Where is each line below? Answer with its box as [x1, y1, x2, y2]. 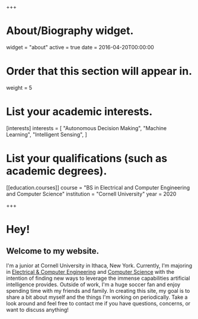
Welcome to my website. [6, 246, 100, 256]
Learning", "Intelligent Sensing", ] [6, 131, 87, 138]
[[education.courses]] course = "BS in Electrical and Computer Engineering [6, 184, 190, 191]
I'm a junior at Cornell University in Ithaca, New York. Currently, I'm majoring [6, 262, 193, 269]
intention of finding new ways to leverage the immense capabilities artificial [6, 274, 190, 282]
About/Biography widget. [6, 24, 134, 37]
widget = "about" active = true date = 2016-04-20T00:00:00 [6, 43, 154, 50]
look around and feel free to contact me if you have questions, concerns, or [6, 299, 191, 307]
